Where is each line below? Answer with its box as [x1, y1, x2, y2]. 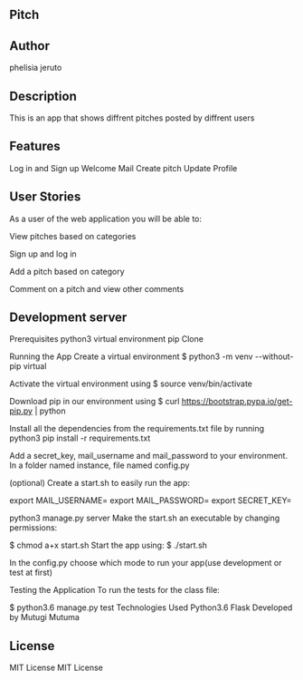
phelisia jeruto [9, 63, 62, 73]
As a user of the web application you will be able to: [9, 213, 202, 224]
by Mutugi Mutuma [9, 612, 80, 623]
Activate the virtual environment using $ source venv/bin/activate [9, 378, 253, 389]
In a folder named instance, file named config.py [9, 460, 190, 471]
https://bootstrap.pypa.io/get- [181, 396, 293, 407]
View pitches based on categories [9, 230, 137, 241]
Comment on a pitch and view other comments [9, 283, 185, 294]
